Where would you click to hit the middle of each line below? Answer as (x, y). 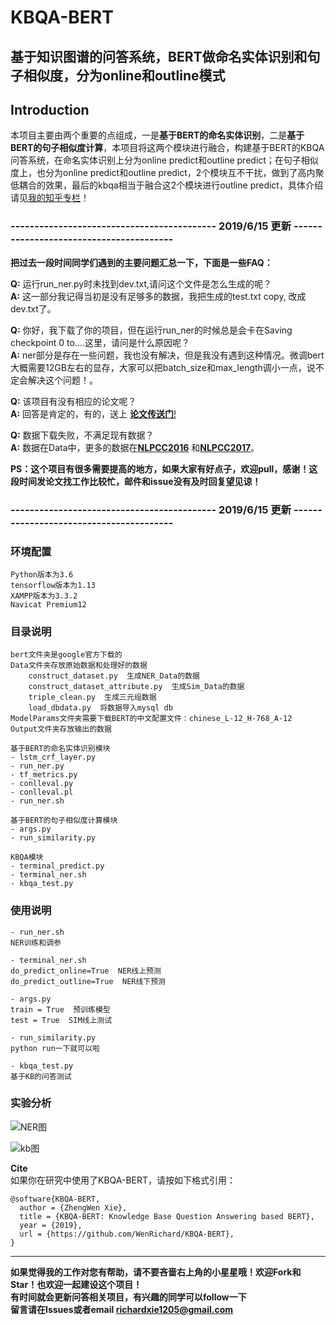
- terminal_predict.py (57, 866)
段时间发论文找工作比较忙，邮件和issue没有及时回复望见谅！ (136, 481)
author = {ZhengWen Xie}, (73, 1207)
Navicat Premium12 (48, 604)
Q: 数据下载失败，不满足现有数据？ (82, 435)
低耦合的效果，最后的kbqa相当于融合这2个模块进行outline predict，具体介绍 (166, 185)
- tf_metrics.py (44, 775)
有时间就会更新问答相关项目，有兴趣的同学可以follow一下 (128, 1297)
